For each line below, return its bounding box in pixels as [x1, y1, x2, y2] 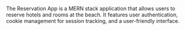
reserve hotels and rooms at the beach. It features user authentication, [6, 11, 178, 18]
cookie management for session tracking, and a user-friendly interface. [6, 18, 180, 24]
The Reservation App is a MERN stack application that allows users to [6, 5, 176, 12]
